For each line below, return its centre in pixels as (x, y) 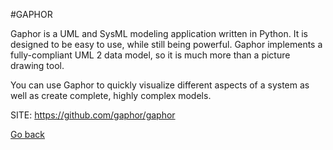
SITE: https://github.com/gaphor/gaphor (93, 115)
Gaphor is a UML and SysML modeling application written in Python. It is (159, 33)
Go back (28, 134)
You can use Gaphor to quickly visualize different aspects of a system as (160, 85)
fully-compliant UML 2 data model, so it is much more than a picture (150, 55)
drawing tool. (37, 65)
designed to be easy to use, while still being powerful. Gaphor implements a (166, 44)
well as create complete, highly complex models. (111, 95)
